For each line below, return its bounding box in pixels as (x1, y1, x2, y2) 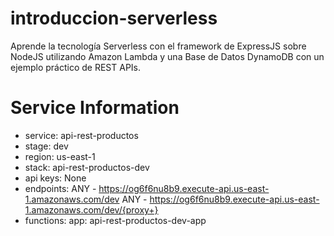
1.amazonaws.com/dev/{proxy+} (24, 203, 159, 216)
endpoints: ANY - (24, 182, 97, 194)
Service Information (10, 97, 180, 119)
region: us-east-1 (24, 150, 96, 162)
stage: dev (24, 140, 69, 152)
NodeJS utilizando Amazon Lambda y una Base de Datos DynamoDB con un (10, 50, 325, 62)
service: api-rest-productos (24, 129, 139, 141)
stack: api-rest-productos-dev (24, 161, 150, 173)
